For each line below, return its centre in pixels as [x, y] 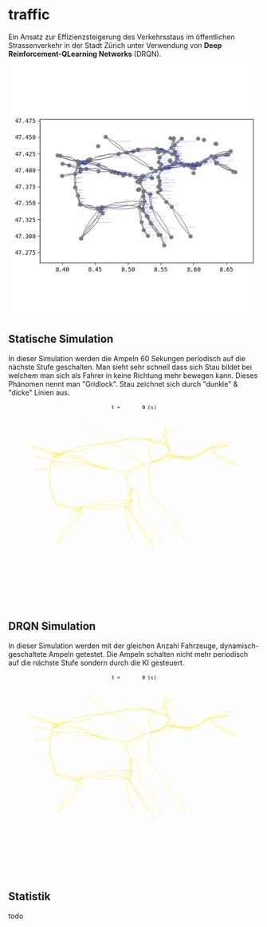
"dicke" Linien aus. [39, 392]
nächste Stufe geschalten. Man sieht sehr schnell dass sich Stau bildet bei [130, 367]
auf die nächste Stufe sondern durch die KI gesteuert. [96, 662]
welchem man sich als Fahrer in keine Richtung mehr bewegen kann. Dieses [133, 375]
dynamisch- [239, 646]
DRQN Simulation [52, 626]
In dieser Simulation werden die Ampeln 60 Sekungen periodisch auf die [127, 358]
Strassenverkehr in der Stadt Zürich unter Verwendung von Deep [115, 45]
